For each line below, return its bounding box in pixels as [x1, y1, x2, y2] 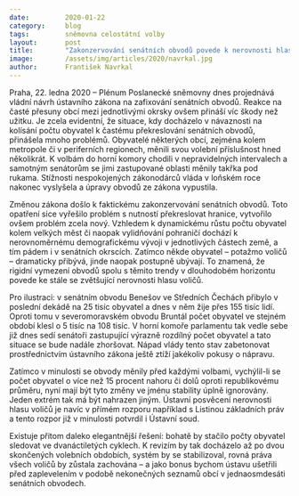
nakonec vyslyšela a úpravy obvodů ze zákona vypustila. [9, 182, 218, 192]
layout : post [9, 37, 82, 47]
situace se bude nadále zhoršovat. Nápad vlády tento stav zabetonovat [9, 339, 271, 350]
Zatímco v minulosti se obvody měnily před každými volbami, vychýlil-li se [9, 366, 281, 377]
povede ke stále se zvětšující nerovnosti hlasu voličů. [9, 274, 204, 285]
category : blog [9, 21, 82, 30]
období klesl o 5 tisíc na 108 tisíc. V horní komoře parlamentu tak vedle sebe [9, 320, 288, 330]
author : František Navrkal [9, 63, 133, 72]
